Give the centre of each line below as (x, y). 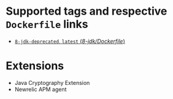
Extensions (35, 66)
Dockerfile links (47, 24)
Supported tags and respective (87, 11)
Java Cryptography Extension (52, 82)
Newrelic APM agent (40, 89)
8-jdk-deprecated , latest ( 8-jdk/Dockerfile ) (70, 41)
